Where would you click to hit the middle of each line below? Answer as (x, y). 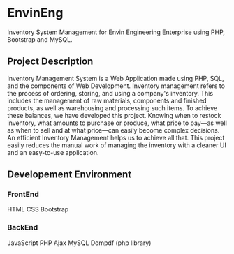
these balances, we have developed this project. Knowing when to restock (114, 115)
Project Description (50, 62)
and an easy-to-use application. (53, 152)
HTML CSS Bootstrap (38, 209)
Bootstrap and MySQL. (40, 39)
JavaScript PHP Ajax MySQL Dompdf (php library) (79, 243)
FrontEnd (23, 195)
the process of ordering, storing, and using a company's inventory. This (110, 93)
